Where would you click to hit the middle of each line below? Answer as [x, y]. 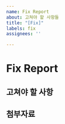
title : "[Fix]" [25, 23]
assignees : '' [24, 34]
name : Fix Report [28, 12]
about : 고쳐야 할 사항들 [33, 17]
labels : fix [21, 28]
